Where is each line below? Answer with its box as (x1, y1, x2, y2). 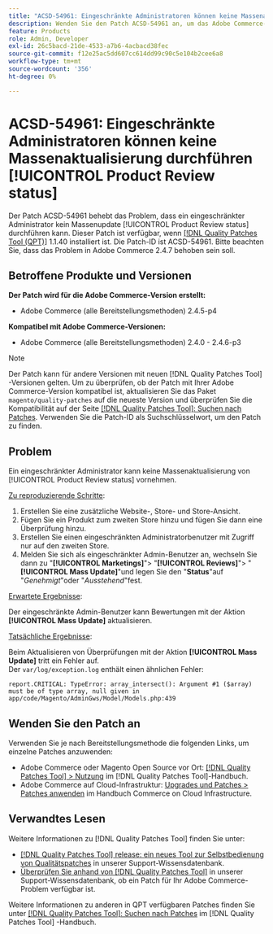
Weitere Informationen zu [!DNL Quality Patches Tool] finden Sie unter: (8, 833, 245, 843)
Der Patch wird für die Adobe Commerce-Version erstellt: (8, 290, 206, 300)
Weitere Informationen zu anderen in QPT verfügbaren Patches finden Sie (8, 900, 256, 910)
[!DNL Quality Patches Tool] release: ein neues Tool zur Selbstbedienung (19, 849, 264, 859)
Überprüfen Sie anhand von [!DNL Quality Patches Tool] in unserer (19, 866, 244, 876)
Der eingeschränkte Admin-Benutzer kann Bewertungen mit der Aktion (8, 607, 245, 617)
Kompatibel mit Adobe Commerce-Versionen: (8, 322, 167, 332)
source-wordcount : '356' (8, 65, 93, 73)
